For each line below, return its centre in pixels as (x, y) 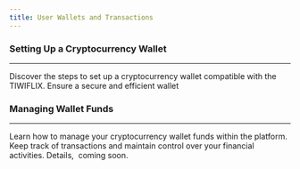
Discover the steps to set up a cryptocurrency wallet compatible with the (143, 76)
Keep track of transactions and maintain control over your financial (132, 146)
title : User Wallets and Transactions (81, 17)
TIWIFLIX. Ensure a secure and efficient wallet (94, 85)
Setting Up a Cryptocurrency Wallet (88, 48)
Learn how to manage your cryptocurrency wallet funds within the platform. (149, 137)
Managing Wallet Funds (62, 109)
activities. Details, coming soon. (69, 156)
